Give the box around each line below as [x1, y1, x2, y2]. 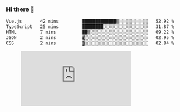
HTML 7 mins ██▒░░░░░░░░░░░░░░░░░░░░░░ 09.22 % [6, 29, 175, 36]
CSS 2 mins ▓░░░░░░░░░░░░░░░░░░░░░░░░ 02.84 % [6, 40, 175, 46]
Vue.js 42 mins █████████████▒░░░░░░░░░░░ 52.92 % [6, 19, 175, 24]
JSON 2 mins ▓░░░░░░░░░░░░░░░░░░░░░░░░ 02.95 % [6, 34, 175, 40]
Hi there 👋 [6, 5, 35, 13]
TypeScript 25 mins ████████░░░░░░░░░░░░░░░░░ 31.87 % [6, 24, 175, 30]
